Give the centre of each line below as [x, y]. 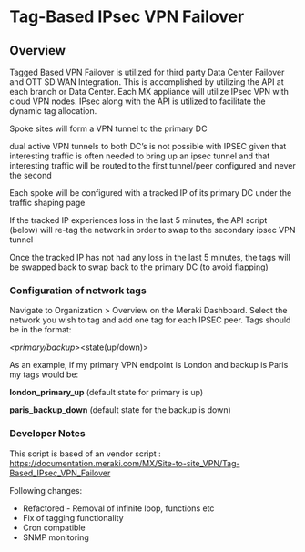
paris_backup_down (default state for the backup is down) [121, 410]
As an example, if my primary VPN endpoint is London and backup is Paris [149, 365]
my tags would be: [44, 374]
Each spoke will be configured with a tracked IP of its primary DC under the [151, 193]
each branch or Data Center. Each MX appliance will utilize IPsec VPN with [149, 92]
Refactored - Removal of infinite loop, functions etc [118, 508]
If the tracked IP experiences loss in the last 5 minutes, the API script [138, 220]
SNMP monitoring [56, 537]
